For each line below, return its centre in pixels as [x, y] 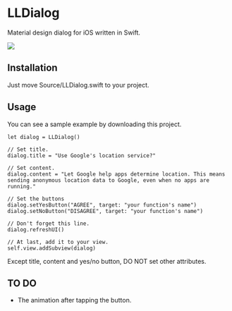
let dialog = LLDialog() [44, 137]
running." [22, 186]
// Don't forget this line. [49, 224]
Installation [32, 68]
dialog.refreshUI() [36, 230]
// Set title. [28, 150]
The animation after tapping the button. [74, 300]
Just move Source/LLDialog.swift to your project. [78, 85]
